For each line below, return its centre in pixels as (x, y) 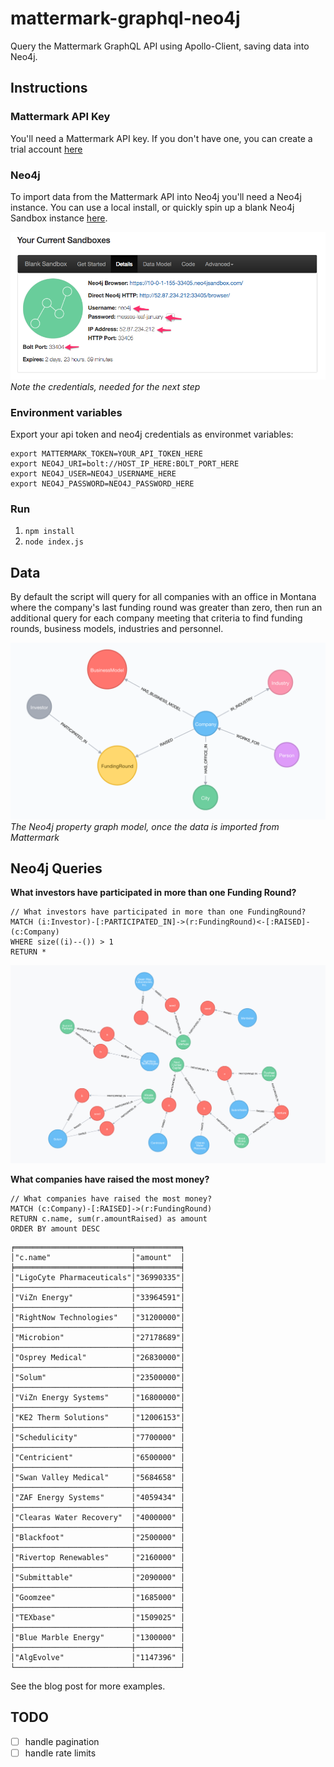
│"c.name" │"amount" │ (98, 1257)
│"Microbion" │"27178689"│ (98, 1337)
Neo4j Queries (56, 868)
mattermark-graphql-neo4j (125, 18)
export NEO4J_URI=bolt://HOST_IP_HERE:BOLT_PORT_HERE (125, 464)
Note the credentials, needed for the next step (105, 386)
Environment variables (66, 412)
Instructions (49, 88)
